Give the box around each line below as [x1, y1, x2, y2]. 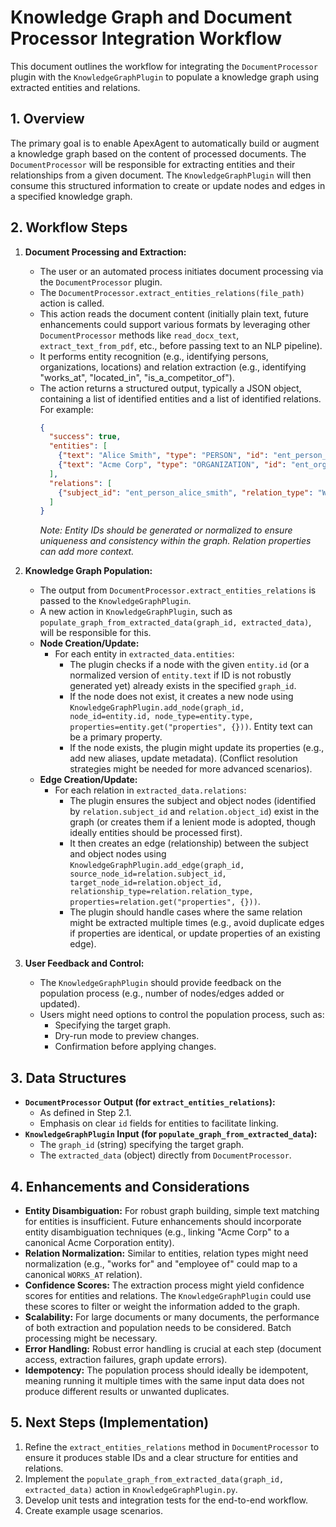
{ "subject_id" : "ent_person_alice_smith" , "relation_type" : [58, 487, 314, 498]
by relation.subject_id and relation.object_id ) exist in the [69, 806, 320, 818]
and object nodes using [69, 848, 167, 860]
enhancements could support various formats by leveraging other [39, 318, 311, 330]
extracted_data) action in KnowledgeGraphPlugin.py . [24, 1483, 238, 1495]
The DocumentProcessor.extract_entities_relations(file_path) [39, 286, 305, 298]
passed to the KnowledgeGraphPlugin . [39, 595, 192, 607]
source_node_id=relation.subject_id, [69, 869, 227, 880]
